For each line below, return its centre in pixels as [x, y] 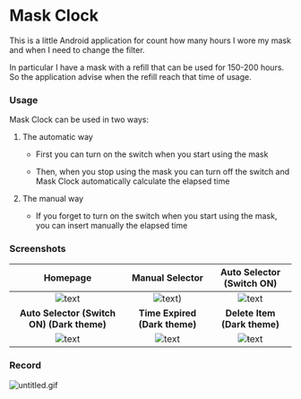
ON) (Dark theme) [68, 324]
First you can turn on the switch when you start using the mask [152, 154]
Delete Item [250, 313]
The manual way [53, 199]
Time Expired [168, 313]
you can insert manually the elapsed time [112, 226]
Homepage [68, 277]
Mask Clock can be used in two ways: [79, 120]
